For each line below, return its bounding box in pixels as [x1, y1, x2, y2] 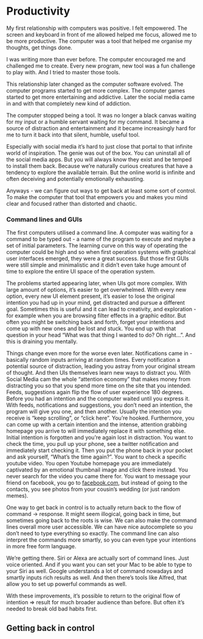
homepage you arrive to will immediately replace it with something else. [6, 428, 186, 435]
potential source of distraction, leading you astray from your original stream [6, 362, 196, 370]
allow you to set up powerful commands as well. [6, 581, 127, 588]
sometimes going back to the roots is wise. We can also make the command [6, 517, 197, 524]
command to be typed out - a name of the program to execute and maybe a [6, 236, 196, 243]
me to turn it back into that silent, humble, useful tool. [6, 131, 140, 138]
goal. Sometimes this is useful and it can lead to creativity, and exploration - [6, 306, 196, 313]
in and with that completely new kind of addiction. [6, 99, 131, 107]
